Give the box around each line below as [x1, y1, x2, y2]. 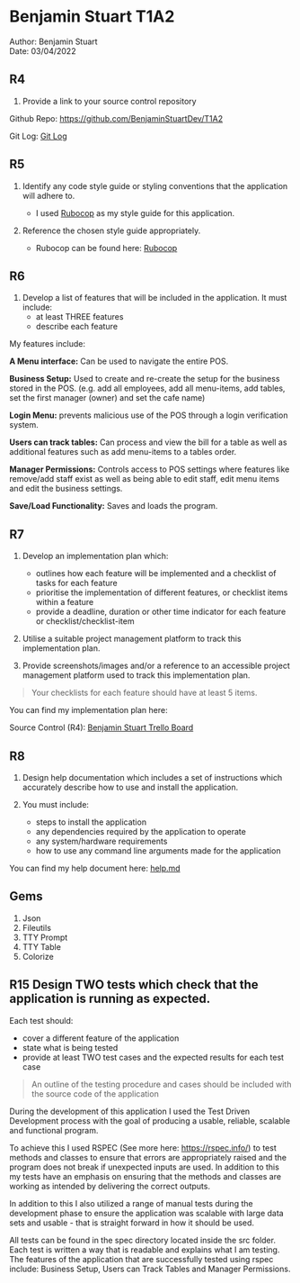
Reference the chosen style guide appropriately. [22, 225, 201, 236]
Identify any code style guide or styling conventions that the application [22, 180, 288, 191]
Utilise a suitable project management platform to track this [22, 633, 242, 645]
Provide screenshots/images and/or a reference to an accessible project [22, 660, 290, 672]
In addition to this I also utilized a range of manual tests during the [9, 1197, 253, 1208]
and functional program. [9, 1125, 99, 1135]
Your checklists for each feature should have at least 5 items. [31, 687, 258, 699]
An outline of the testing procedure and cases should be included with [31, 1079, 292, 1089]
